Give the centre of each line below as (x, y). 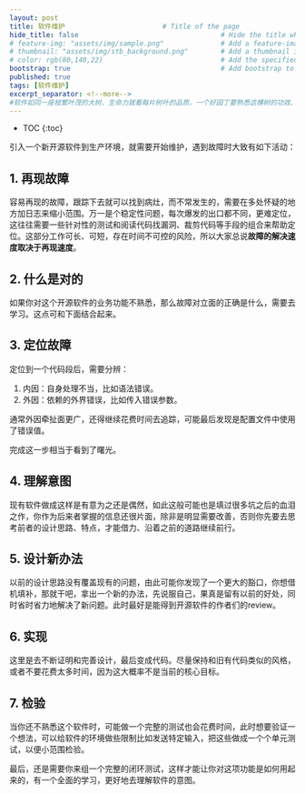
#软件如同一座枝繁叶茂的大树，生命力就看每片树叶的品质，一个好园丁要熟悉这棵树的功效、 (153, 102)
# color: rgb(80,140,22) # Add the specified (154, 60)
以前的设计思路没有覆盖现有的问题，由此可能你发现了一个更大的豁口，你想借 (152, 582)
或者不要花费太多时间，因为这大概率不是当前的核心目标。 (117, 672)
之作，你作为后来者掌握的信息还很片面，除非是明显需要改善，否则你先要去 (148, 516)
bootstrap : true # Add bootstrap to (152, 69)
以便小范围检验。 (57, 749)
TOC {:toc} (43, 128)
